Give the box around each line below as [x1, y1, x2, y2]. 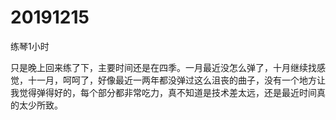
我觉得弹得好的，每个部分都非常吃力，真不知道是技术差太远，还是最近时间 [10, 86, 317, 98]
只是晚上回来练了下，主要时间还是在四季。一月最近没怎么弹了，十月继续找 [10, 61, 317, 73]
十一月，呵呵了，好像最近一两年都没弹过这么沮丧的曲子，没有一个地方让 [27, 74, 326, 86]
